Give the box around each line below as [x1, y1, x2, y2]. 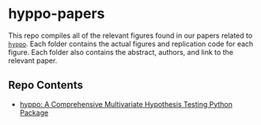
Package [19, 108, 49, 117]
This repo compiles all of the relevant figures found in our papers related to [8, 31, 253, 40]
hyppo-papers [8, 5, 105, 23]
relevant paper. [8, 56, 58, 65]
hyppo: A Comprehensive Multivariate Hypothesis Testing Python [19, 99, 233, 108]
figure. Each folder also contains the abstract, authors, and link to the [8, 47, 233, 57]
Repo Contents [8, 79, 83, 92]
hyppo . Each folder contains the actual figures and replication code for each [8, 39, 254, 48]
